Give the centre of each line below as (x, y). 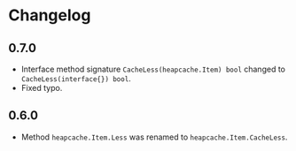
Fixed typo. (42, 88)
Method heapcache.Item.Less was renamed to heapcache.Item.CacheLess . (154, 137)
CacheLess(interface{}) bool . (76, 79)
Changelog (50, 15)
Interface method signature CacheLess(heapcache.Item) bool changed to (153, 69)
